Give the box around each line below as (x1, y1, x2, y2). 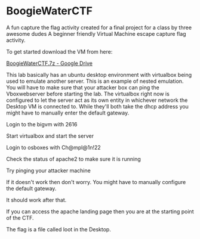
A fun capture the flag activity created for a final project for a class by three (6, 24, 192, 31)
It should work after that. (6, 196, 67, 203)
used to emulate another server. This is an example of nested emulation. (6, 77, 184, 85)
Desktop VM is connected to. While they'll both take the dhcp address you (6, 103, 189, 110)
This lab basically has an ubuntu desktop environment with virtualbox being (6, 71, 192, 78)
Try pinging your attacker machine (6, 167, 91, 174)
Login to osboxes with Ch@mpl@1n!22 (6, 144, 101, 151)
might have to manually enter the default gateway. (6, 109, 130, 116)
